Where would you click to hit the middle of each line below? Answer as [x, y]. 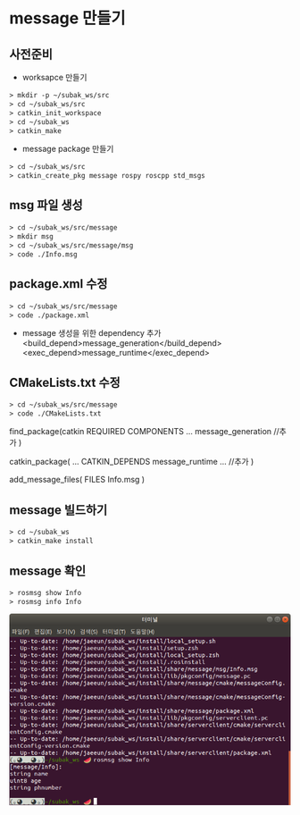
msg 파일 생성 [46, 205]
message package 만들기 [68, 149]
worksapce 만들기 [54, 77]
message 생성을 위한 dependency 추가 [92, 332]
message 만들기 [68, 18]
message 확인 [48, 571]
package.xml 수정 [58, 284]
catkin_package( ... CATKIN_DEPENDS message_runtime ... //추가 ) [132, 462]
